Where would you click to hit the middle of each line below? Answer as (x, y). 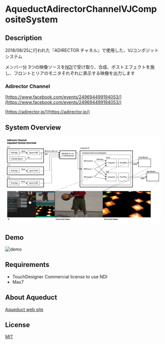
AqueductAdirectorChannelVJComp (81, 9)
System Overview (33, 127)
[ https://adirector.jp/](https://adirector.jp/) (48, 112)
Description (23, 38)
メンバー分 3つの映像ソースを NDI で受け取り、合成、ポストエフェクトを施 (80, 67)
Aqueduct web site (24, 309)
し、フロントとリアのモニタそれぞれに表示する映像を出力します (70, 73)
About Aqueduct (31, 298)
